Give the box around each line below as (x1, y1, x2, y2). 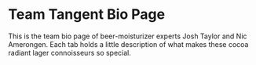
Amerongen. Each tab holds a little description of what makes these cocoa (8, 39, 249, 49)
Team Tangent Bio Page (8, 5, 166, 23)
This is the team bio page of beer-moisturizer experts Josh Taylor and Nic (8, 31, 247, 41)
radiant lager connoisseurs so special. (8, 48, 132, 57)
